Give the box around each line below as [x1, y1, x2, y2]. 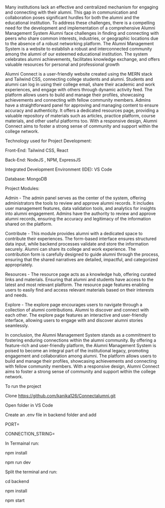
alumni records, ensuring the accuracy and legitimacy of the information [5, 216, 151, 221]
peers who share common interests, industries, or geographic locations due [5, 35, 159, 41]
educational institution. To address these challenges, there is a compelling [5, 20, 155, 26]
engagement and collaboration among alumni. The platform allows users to [5, 353, 157, 359]
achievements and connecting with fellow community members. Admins [5, 97, 151, 103]
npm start [5, 498, 25, 503]
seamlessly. [5, 322, 29, 328]
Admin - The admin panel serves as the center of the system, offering [5, 195, 146, 201]
